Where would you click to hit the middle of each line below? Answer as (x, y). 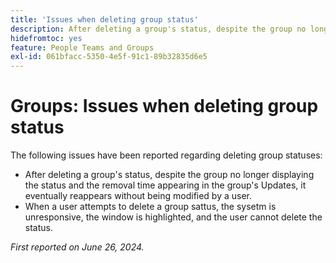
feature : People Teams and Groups (82, 47)
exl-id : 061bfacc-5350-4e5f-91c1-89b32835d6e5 (109, 57)
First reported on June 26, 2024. (77, 247)
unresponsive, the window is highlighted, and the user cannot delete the (173, 217)
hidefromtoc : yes (46, 38)
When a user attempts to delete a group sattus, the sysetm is (150, 207)
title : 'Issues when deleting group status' (104, 19)
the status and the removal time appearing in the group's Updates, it (165, 185)
